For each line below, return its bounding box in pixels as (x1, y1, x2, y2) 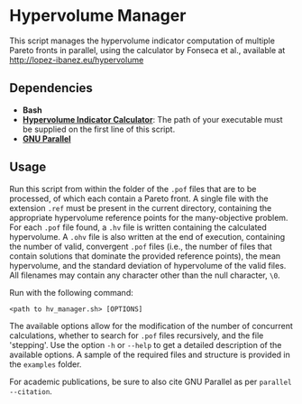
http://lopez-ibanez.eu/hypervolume (9, 54, 144, 65)
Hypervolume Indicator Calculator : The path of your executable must (22, 114, 283, 124)
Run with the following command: (9, 287, 133, 298)
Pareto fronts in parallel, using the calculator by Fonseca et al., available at (9, 44, 286, 55)
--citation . (9, 385, 52, 397)
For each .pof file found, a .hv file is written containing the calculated (9, 222, 268, 233)
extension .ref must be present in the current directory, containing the (9, 202, 272, 213)
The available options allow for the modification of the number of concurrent (9, 320, 293, 331)
